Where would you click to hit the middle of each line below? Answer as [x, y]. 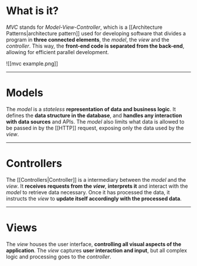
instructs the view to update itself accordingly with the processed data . [94, 198]
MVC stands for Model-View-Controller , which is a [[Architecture [84, 27]
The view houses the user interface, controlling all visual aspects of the [94, 244]
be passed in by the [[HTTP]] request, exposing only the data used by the [95, 128]
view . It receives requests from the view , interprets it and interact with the [97, 186]
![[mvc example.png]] [32, 64]
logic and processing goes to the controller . [59, 257]
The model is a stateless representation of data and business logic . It [91, 109]
